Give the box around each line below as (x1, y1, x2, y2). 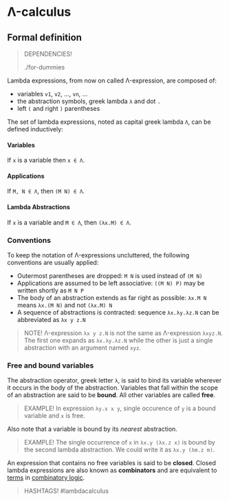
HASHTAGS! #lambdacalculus (23, 487, 109, 495)
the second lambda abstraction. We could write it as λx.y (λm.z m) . (23, 445, 215, 454)
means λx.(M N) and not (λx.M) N (17, 301, 113, 309)
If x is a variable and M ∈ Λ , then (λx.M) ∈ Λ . (7, 218, 132, 226)
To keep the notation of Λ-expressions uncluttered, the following (7, 250, 190, 259)
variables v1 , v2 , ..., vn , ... (17, 90, 88, 98)
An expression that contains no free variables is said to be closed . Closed (7, 459, 217, 467)
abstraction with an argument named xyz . (23, 343, 142, 352)
